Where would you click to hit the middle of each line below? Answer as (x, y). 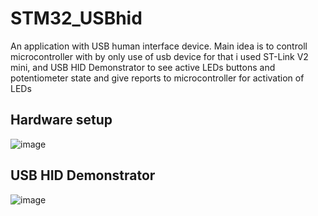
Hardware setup (61, 120)
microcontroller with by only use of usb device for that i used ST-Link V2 (159, 56)
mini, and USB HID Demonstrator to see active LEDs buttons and (143, 67)
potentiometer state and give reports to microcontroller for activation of (157, 78)
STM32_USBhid (76, 18)
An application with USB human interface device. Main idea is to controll (159, 46)
